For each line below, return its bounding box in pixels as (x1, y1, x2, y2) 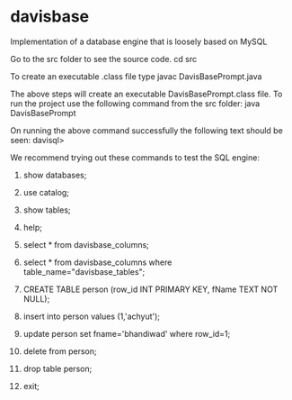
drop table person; (22, 363, 93, 374)
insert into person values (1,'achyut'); (22, 311, 161, 322)
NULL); (22, 293, 50, 304)
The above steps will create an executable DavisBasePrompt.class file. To (10, 88, 283, 99)
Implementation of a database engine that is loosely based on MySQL (10, 36, 268, 47)
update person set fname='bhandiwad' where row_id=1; (22, 328, 231, 339)
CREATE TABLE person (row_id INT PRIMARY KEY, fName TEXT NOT (22, 284, 279, 295)
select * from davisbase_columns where (22, 257, 173, 268)
